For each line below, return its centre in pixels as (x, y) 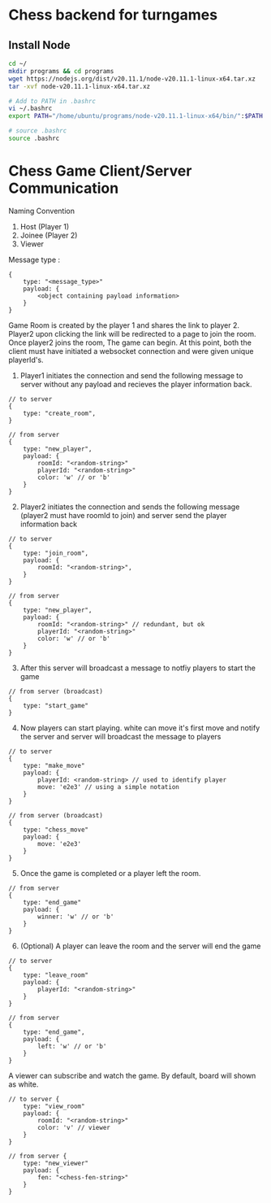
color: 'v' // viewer (74, 1127)
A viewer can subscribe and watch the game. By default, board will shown (132, 1075)
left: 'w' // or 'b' (72, 1046)
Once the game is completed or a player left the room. (110, 873)
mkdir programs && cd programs (61, 71)
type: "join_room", (56, 553)
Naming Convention (42, 211)
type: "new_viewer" (56, 1163)
